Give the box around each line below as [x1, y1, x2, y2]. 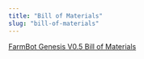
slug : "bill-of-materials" [8, 19, 100, 27]
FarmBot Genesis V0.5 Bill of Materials [8, 41, 137, 51]
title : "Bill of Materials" [8, 11, 104, 20]
